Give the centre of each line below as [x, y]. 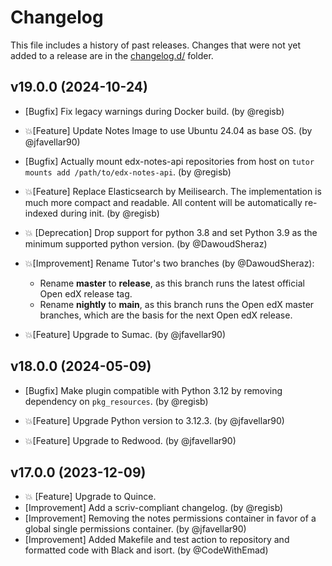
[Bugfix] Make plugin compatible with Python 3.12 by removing [153, 390]
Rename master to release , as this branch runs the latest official [172, 283]
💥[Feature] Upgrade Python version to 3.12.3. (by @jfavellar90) [154, 420]
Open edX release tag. [86, 293]
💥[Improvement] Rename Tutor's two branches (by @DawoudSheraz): [169, 263]
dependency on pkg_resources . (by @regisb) [116, 401]
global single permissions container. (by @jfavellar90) [135, 529]
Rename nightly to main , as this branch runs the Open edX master [177, 304]
